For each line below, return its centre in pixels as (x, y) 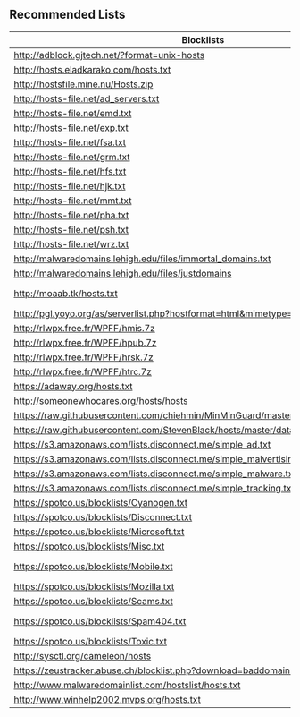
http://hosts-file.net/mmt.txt (73, 201)
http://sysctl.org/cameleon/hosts (83, 655)
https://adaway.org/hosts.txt (73, 386)
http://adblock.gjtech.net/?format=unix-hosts (109, 55)
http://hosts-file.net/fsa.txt (70, 142)
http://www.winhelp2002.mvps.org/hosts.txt (107, 699)
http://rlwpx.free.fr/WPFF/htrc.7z (83, 371)
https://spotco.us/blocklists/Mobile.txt (94, 566)
